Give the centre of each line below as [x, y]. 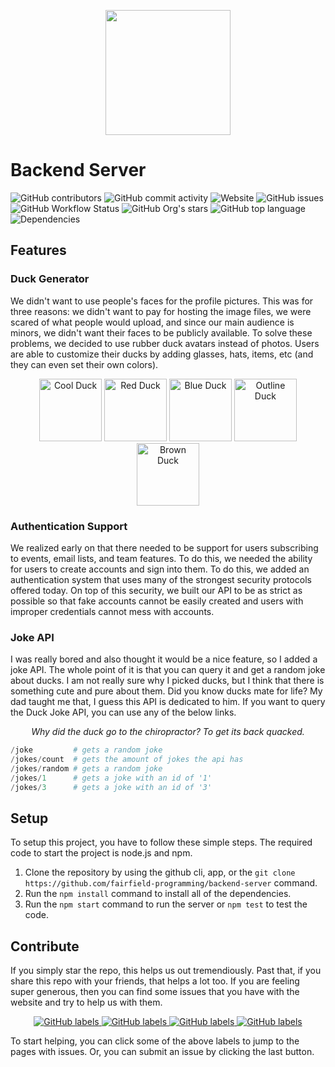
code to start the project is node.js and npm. [101, 853]
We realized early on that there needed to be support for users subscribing [164, 547]
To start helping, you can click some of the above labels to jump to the [155, 1041]
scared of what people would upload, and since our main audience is [152, 322]
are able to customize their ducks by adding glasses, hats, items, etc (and [162, 354]
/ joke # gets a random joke [86, 750]
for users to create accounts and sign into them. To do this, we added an [160, 569]
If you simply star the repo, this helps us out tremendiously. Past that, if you [166, 971]
